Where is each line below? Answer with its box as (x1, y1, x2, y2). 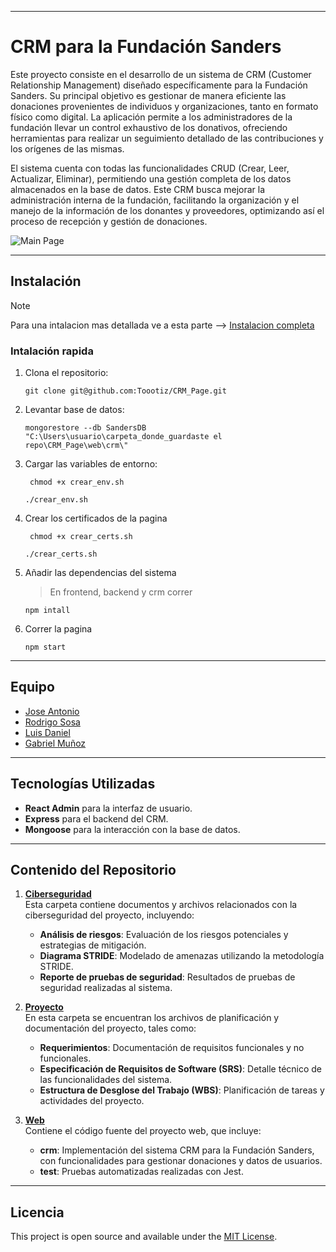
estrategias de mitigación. (39, 939, 147, 951)
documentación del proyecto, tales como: (24, 1022, 197, 1035)
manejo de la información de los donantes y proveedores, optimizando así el (10, 204, 325, 216)
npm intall (24, 606, 71, 616)
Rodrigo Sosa (24, 716, 81, 728)
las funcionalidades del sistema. (39, 1074, 173, 1086)
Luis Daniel (24, 726, 71, 738)
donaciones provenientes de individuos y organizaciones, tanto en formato (10, 100, 319, 112)
